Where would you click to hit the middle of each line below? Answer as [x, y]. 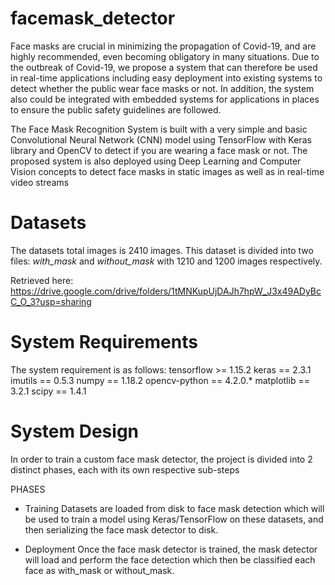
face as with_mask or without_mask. [99, 570]
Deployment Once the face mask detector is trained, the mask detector [171, 549]
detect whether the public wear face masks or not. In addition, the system [162, 88]
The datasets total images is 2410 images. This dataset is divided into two [162, 250]
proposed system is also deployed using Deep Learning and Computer [156, 161]
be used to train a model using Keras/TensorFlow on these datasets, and [174, 519]
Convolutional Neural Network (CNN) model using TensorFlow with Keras [161, 139]
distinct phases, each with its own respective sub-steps [125, 469]
